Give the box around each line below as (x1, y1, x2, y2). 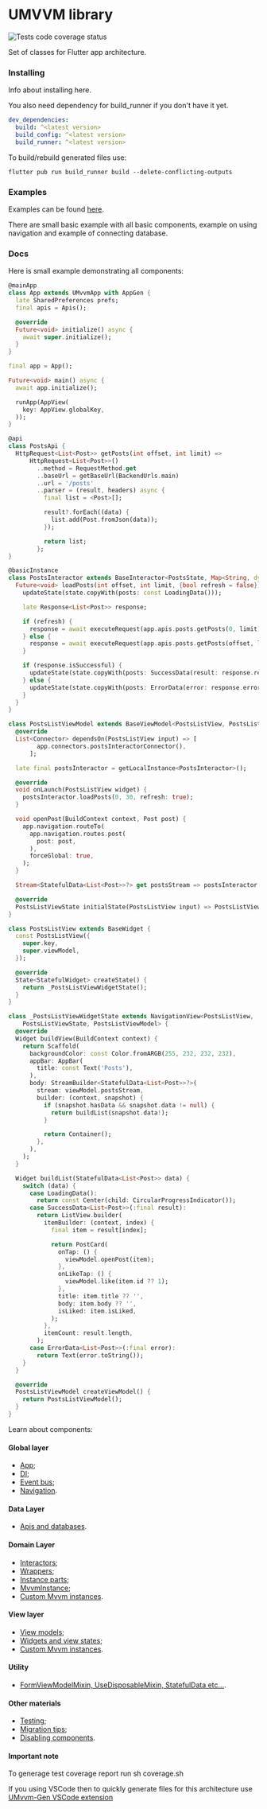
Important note (8, 1751, 60, 1760)
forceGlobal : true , (29, 852, 94, 860)
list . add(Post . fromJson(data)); (50, 515, 158, 524)
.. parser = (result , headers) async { (37, 487, 165, 495)
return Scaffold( (22, 1042, 80, 1050)
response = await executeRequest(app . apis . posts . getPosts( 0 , (29, 624, 237, 633)
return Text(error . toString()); (37, 1351, 145, 1360)
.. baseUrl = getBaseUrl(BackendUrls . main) (37, 472, 180, 480)
